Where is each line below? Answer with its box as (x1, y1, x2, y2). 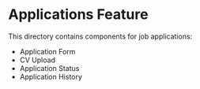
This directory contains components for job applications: (8, 32, 193, 41)
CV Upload (19, 55, 55, 65)
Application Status (19, 63, 80, 72)
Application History (19, 72, 83, 81)
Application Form (19, 46, 76, 56)
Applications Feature (8, 6, 149, 24)
